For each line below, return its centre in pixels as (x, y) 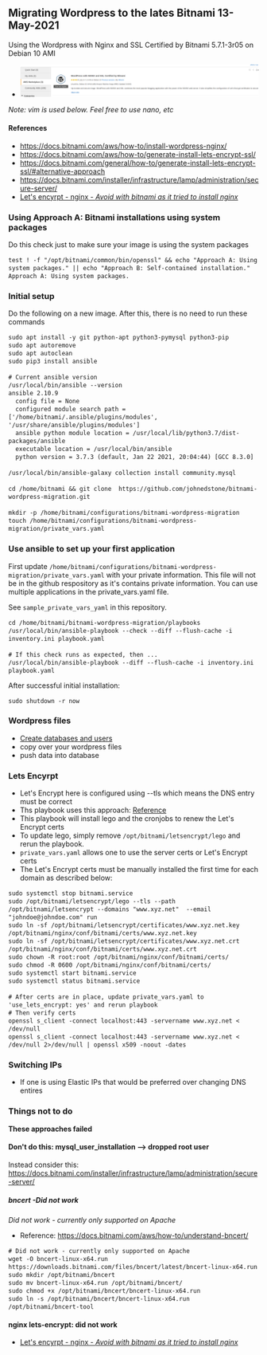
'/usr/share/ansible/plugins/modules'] (74, 426)
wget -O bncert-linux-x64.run (58, 1259)
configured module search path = (71, 410)
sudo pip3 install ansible (53, 362)
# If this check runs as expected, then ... (83, 654)
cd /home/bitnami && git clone (60, 489)
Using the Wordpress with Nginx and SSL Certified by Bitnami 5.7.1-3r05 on (131, 45)
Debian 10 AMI (32, 53)
